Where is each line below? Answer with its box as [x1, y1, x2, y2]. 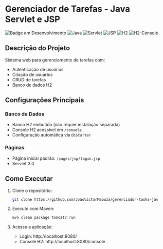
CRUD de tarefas [12, 77, 46, 82]
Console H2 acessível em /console [12, 127, 82, 133]
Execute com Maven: [12, 206, 54, 211]
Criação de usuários [12, 72, 53, 77]
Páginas [5, 144, 25, 151]
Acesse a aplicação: [12, 224, 53, 230]
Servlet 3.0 [12, 160, 35, 166]
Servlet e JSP [5, 14, 61, 25]
